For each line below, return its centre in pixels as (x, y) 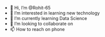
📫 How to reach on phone (37, 29)
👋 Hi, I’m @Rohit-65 (30, 8)
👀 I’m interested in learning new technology (55, 13)
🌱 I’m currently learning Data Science (48, 18)
